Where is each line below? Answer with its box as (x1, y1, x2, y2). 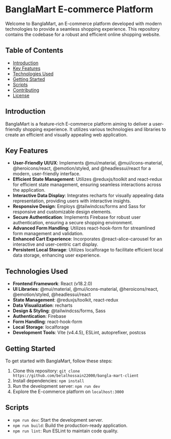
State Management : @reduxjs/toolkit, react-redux (12, 297, 118, 303)
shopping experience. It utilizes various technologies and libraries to (22, 126, 166, 132)
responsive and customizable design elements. (12, 209, 112, 215)
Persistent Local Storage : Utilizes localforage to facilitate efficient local (12, 247, 163, 253)
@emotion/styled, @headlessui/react (12, 291, 91, 297)
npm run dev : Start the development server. (12, 417, 103, 423)
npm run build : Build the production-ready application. (12, 422, 128, 428)
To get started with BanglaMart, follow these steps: (5, 358, 113, 364)
